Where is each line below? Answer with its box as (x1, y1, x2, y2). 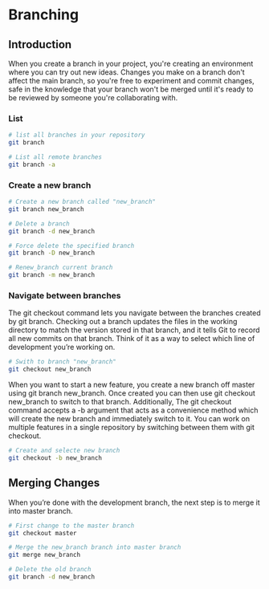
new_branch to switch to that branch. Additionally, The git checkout (8, 397, 232, 407)
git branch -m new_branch (8, 271, 95, 279)
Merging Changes (8, 476, 100, 490)
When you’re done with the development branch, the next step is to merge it (8, 498, 260, 507)
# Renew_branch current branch (8, 263, 113, 272)
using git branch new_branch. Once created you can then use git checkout (8, 388, 255, 398)
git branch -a (8, 160, 56, 169)
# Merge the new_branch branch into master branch (8, 543, 181, 551)
